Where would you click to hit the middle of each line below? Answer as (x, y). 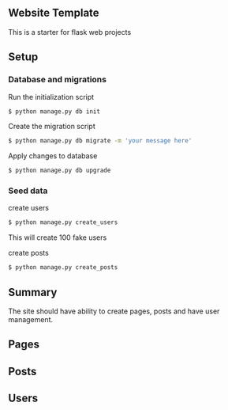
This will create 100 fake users (58, 237)
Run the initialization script (51, 97)
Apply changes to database (53, 156)
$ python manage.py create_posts (63, 268)
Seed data (28, 191)
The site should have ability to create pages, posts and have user (114, 311)
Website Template (54, 13)
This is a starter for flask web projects (70, 32)
